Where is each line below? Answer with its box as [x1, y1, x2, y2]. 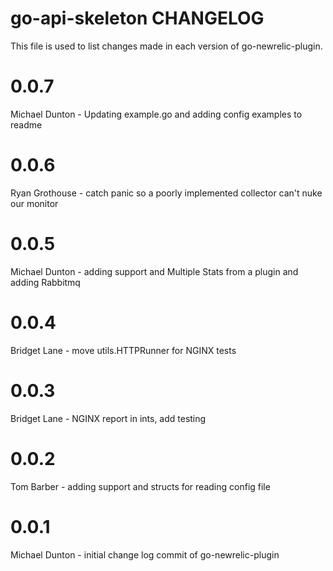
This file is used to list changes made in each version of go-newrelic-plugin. [10, 40, 323, 52]
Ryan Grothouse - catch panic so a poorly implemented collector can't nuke [10, 187, 323, 199]
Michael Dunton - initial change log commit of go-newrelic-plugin [10, 548, 280, 561]
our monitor [10, 197, 59, 209]
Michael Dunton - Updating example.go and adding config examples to [10, 108, 303, 120]
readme [10, 118, 43, 131]
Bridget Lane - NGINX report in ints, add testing [10, 412, 207, 424]
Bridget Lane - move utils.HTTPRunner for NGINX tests [10, 344, 237, 356]
